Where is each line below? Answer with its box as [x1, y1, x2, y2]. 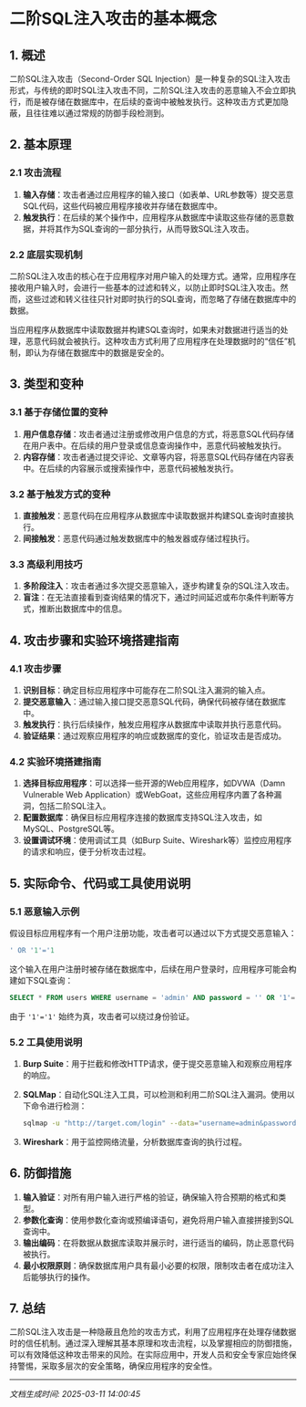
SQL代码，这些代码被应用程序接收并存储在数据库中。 [22, 200, 223, 211]
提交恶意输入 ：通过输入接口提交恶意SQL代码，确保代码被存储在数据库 [22, 695, 287, 707]
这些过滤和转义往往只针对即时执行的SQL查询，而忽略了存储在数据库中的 [25, 293, 297, 304]
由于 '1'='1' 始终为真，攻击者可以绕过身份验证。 [9, 1010, 194, 1022]
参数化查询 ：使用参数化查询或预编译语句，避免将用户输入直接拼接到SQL [22, 1214, 294, 1225]
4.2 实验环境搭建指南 [9, 755, 102, 767]
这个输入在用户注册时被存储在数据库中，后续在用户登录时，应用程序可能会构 [9, 964, 297, 974]
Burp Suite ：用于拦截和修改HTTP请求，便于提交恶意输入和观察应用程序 [22, 1058, 293, 1068]
